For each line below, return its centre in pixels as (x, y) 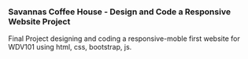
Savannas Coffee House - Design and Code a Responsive (119, 12)
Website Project (39, 21)
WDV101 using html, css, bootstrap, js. (70, 47)
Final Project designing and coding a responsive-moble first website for (124, 39)
